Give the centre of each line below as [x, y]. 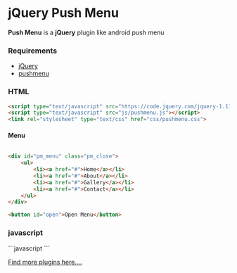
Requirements [33, 51]
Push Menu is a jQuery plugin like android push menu [86, 32]
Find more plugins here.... [45, 262]
